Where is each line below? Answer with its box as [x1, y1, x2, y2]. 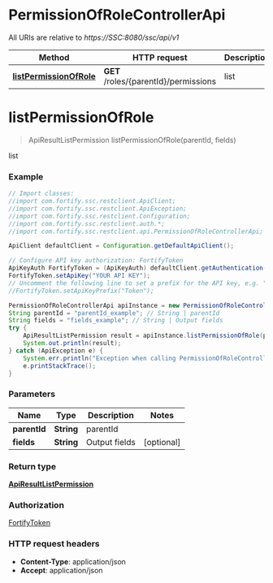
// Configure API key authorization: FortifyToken [8, 257, 184, 265]
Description [88, 409, 134, 421]
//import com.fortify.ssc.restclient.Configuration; [8, 212, 191, 220]
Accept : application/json [19, 565, 103, 575]
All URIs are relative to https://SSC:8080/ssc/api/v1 [8, 32, 180, 42]
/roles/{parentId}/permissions [103, 76, 217, 87]
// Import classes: [8, 189, 75, 198]
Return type [8, 460, 57, 472]
